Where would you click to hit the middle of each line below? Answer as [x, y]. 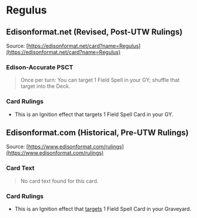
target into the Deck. [45, 86]
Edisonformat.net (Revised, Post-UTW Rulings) [94, 32]
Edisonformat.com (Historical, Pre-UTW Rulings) [98, 132]
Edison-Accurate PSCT [40, 67]
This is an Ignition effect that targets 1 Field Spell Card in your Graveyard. [103, 209]
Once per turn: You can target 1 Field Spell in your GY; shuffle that [100, 80]
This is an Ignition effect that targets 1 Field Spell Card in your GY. [94, 114]
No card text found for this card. [59, 181]
